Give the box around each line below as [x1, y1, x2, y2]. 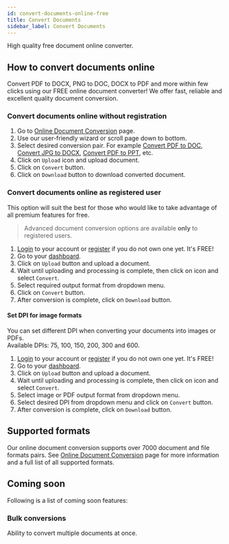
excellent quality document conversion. [7, 94, 119, 103]
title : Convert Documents [7, 16, 81, 23]
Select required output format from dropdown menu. [16, 281, 166, 289]
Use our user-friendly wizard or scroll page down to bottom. [16, 134, 187, 143]
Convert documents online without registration [7, 111, 167, 121]
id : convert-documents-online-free [7, 10, 109, 17]
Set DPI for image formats [7, 311, 82, 320]
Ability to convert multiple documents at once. [7, 529, 138, 537]
